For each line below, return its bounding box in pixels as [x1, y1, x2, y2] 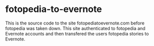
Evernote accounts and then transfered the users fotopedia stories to [5, 30, 149, 36]
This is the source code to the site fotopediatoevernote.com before [5, 20, 145, 26]
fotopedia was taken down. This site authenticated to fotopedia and [5, 25, 145, 31]
